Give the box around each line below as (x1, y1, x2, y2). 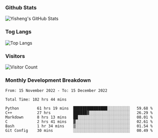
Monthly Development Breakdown (5, 77, 91, 84)
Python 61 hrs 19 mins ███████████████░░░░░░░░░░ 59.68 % (5, 106, 153, 111)
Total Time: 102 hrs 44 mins (5, 97, 67, 102)
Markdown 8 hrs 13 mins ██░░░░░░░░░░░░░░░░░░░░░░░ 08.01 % (5, 115, 153, 120)
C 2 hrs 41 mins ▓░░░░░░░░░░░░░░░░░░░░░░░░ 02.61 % (5, 119, 153, 124)
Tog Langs (5, 28, 32, 36)
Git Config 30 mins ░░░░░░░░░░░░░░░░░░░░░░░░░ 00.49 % (5, 128, 153, 133)
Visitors (5, 52, 25, 59)
